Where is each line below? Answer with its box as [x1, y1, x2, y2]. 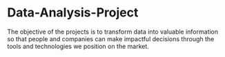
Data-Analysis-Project [7, 5, 139, 21]
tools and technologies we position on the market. [7, 42, 150, 50]
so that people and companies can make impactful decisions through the [7, 34, 215, 43]
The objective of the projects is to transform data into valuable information [7, 27, 219, 36]
